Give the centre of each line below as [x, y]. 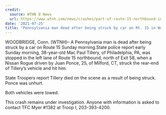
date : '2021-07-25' [25, 23]
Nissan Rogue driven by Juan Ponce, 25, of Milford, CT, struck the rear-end [82, 63]
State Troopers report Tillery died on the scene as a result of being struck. [81, 78]
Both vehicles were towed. [32, 93]
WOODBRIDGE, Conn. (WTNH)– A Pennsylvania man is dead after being [78, 42]
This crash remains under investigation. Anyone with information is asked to [82, 102]
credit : [13, 10]
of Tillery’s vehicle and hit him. [36, 68]
